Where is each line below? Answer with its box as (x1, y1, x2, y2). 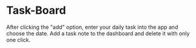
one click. (6, 36, 31, 43)
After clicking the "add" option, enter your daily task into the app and (6, 23, 178, 31)
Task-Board (6, 4, 66, 17)
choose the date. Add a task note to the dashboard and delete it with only (6, 29, 190, 37)
